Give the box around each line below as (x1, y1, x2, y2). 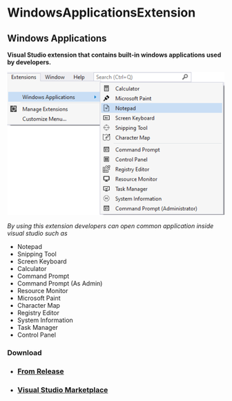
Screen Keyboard (17, 257, 67, 265)
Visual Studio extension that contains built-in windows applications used (7, 50, 222, 59)
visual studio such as (7, 229, 68, 237)
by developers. (7, 58, 52, 66)
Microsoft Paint (17, 294, 61, 302)
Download (7, 348, 43, 357)
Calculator (17, 264, 47, 272)
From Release (17, 366, 64, 376)
